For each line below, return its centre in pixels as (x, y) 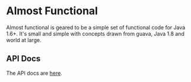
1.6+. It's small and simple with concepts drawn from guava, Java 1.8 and (95, 33)
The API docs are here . (34, 73)
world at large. (24, 40)
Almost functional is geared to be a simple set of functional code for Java (96, 27)
